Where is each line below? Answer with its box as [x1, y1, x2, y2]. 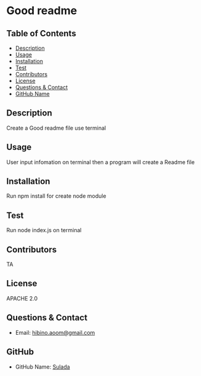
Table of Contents [6, 28, 77, 39]
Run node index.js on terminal [6, 227, 82, 234]
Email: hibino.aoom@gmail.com [15, 329, 95, 336]
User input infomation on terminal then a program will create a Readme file [6, 158, 195, 166]
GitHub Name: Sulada [15, 363, 71, 370]
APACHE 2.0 [6, 294, 38, 302]
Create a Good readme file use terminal [6, 124, 106, 131]
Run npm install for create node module [6, 192, 106, 200]
